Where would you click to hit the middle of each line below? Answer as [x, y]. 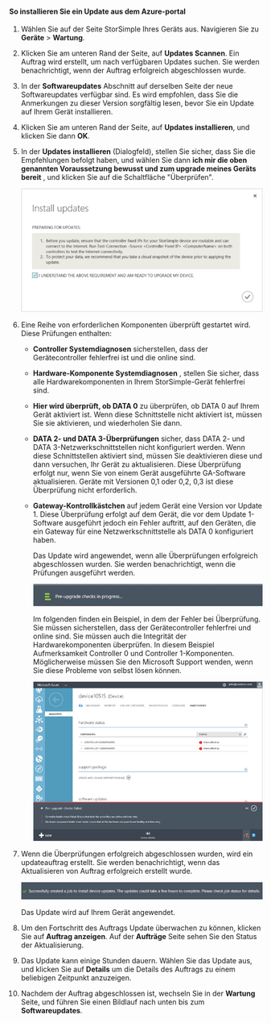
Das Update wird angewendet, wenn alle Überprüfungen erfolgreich [145, 555]
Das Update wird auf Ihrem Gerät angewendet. [98, 912]
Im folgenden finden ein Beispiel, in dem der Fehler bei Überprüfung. [146, 619]
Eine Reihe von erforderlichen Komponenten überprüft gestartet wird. [136, 324]
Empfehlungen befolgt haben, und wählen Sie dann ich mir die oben [134, 160]
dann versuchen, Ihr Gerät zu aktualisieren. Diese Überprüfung [137, 464]
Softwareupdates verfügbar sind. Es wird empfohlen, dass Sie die [129, 95]
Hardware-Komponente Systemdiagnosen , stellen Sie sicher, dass [146, 373]
